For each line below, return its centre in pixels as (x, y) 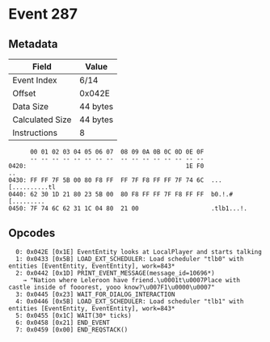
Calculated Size (42, 120)
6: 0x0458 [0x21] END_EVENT (63, 323)
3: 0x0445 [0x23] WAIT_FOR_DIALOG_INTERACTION (95, 294)
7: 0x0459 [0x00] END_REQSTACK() (72, 329)
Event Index (35, 80)
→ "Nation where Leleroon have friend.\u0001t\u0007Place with (132, 280)
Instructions (35, 133)
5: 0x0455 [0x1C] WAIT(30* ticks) (74, 315)
